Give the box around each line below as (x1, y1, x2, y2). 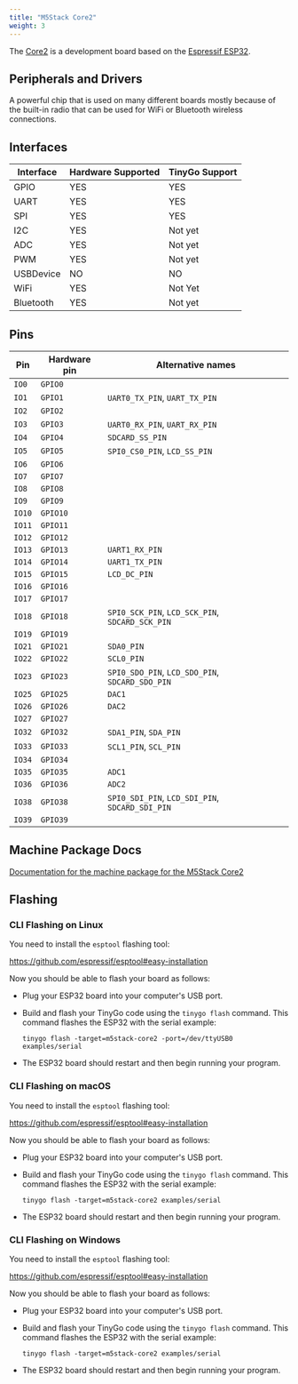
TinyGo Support (168, 166, 238, 179)
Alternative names (155, 358, 237, 371)
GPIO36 (40, 779, 68, 789)
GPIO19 (40, 628, 68, 639)
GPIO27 (40, 713, 68, 724)
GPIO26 (40, 701, 68, 711)
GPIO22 (40, 653, 68, 663)
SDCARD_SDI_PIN (107, 802, 171, 812)
